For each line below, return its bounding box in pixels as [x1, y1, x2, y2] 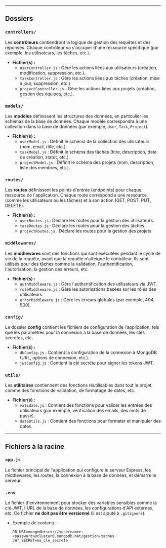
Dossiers [5, 14, 34, 23]
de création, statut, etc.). [19, 154, 70, 160]
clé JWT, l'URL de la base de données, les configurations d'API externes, [5, 505, 154, 511]
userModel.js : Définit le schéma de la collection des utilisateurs [19, 138, 150, 144]
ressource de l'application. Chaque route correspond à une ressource [5, 192, 147, 198]
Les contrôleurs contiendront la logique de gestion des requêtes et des [5, 39, 151, 45]
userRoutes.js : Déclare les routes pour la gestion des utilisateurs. [19, 218, 155, 224]
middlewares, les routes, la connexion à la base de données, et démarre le [5, 472, 157, 478]
